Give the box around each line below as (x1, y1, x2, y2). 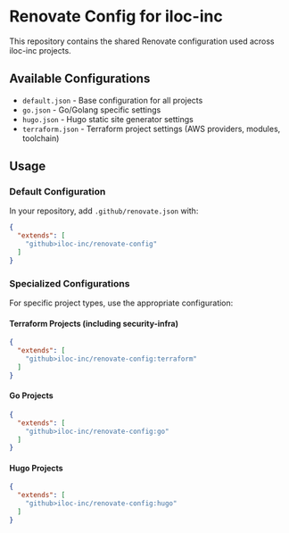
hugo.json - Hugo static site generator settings (21, 113, 194, 124)
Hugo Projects (9, 462, 64, 473)
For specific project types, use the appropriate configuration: (9, 297, 234, 309)
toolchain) (21, 132, 60, 144)
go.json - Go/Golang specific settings (21, 104, 161, 115)
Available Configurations (9, 71, 151, 87)
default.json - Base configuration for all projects (21, 95, 203, 105)
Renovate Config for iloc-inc (9, 6, 223, 27)
